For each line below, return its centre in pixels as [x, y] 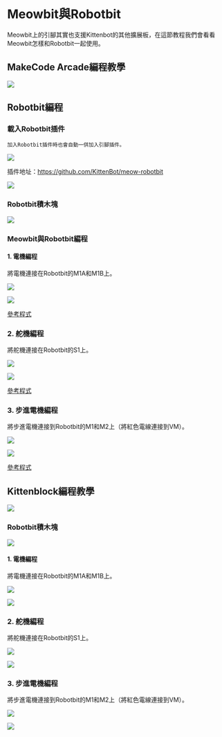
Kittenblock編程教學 [51, 491]
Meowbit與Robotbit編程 [48, 238]
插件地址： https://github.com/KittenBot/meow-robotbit [85, 172]
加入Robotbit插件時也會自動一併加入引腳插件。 [66, 145]
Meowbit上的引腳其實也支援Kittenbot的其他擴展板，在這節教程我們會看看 [111, 35]
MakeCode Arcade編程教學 [66, 68]
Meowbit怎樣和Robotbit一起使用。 [56, 43]
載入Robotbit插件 [36, 129]
